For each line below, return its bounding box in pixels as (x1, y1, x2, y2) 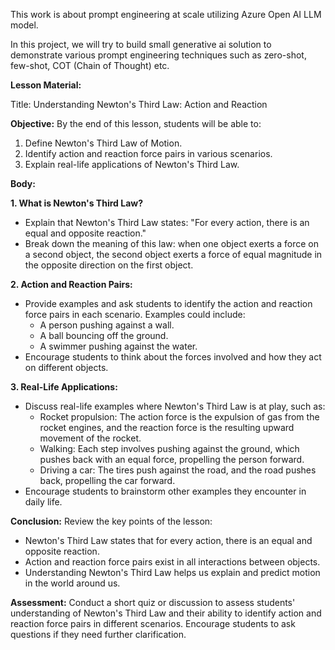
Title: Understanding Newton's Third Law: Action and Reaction (10, 99, 268, 110)
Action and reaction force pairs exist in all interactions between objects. (24, 556, 321, 568)
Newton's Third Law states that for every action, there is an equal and (24, 535, 313, 546)
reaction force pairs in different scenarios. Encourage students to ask (10, 618, 296, 629)
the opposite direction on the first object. (24, 259, 194, 271)
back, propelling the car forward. (39, 475, 176, 486)
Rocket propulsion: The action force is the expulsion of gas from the (39, 411, 320, 423)
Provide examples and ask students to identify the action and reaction (24, 298, 313, 309)
